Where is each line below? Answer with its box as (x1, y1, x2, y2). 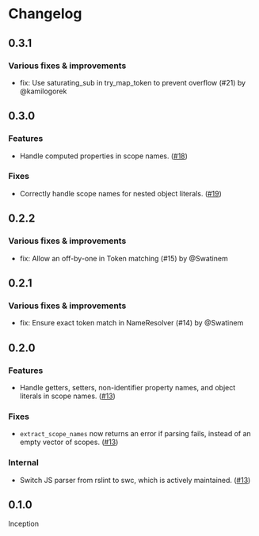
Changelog (8, 5, 82, 23)
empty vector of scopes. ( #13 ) (19, 437, 119, 447)
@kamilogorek (19, 86, 67, 96)
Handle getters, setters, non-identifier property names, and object (19, 382, 236, 392)
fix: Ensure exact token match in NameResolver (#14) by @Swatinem (19, 318, 244, 328)
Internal (8, 457, 40, 468)
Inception (8, 519, 40, 529)
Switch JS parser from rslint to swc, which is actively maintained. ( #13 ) (19, 475, 251, 485)
